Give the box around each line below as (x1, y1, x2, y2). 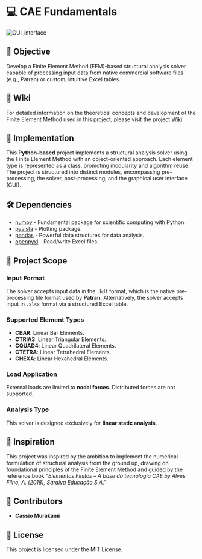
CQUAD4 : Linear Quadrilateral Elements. (14, 342, 116, 349)
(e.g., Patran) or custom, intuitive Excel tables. (6, 75, 121, 82)
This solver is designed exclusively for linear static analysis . (6, 419, 157, 426)
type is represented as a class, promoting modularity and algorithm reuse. (6, 162, 190, 170)
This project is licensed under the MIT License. (6, 546, 123, 553)
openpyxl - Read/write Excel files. (14, 238, 99, 245)
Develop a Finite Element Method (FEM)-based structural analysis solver (6, 62, 186, 70)
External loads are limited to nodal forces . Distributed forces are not (6, 384, 176, 391)
